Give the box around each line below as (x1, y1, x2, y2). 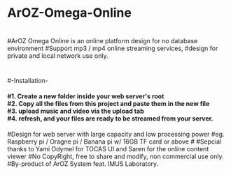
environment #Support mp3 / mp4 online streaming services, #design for (7, 44, 218, 53)
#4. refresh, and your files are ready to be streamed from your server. (7, 114, 213, 123)
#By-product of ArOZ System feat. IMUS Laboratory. (7, 159, 159, 168)
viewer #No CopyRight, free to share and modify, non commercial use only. (7, 152, 224, 160)
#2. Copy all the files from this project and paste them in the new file (7, 100, 210, 108)
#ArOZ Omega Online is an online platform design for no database (7, 37, 198, 45)
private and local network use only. (7, 52, 108, 60)
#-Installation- (7, 76, 48, 84)
